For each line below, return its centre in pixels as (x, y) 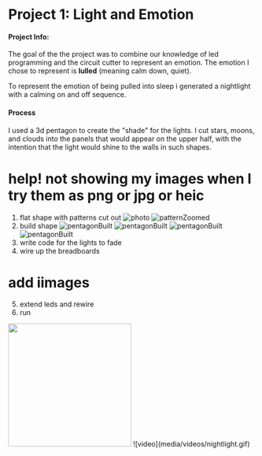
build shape (39, 225)
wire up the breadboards (59, 250)
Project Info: (29, 36)
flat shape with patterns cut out (70, 217)
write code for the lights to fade (70, 243)
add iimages (49, 282)
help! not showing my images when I (130, 178)
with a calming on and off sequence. (67, 95)
